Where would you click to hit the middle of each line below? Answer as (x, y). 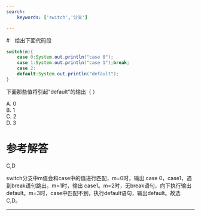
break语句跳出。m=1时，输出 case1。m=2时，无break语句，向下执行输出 (101, 185)
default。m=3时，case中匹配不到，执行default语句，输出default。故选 (93, 193)
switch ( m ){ (20, 51)
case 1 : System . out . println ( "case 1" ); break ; (73, 63)
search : (16, 12)
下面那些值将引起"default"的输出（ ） (52, 92)
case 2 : (26, 69)
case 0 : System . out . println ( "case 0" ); (65, 57)
